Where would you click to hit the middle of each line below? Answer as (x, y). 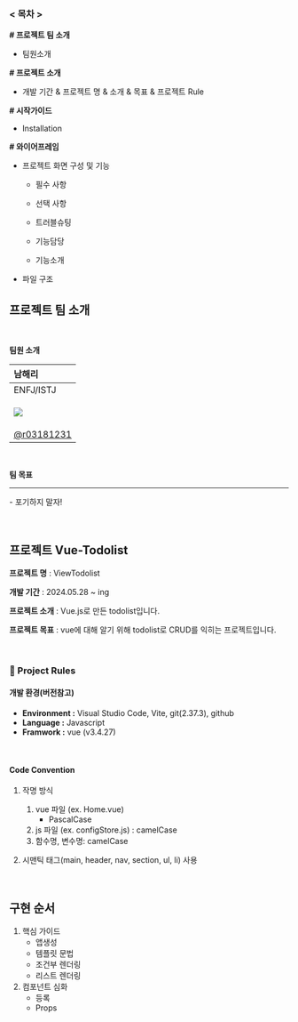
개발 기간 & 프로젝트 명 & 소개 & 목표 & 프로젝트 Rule (113, 92)
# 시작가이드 (31, 111)
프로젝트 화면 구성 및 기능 (66, 165)
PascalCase (70, 819)
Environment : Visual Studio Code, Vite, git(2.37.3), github (128, 713)
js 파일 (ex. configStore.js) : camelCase (106, 830)
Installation (42, 129)
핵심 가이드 (41, 931)
